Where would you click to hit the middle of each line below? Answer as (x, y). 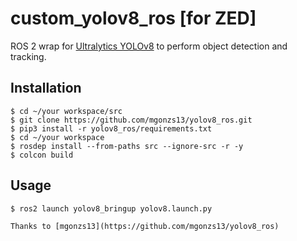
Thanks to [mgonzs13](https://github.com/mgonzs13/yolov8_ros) (145, 226)
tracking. (28, 56)
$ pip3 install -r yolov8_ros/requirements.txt (111, 128)
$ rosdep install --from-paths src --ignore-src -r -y (127, 146)
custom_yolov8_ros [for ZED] (133, 18)
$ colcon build (42, 155)
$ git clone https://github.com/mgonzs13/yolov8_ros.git (131, 120)
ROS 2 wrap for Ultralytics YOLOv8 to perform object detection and (149, 46)
